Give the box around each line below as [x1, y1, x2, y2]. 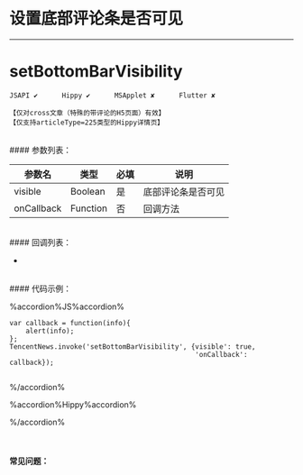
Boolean [70, 185, 106, 197]
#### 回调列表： [9, 236, 72, 248]
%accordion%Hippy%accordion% [9, 398, 137, 410]
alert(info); [25, 326, 75, 335]
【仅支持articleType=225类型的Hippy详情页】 [9, 118, 164, 127]
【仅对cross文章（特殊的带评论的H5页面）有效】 [9, 108, 166, 117]
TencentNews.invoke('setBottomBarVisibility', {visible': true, [9, 342, 256, 352]
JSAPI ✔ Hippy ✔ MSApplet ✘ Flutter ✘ [9, 91, 216, 100]
